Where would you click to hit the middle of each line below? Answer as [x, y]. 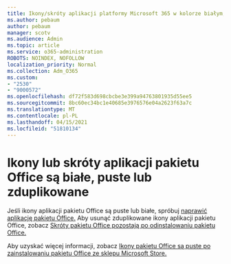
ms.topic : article [33, 45]
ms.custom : [23, 77]
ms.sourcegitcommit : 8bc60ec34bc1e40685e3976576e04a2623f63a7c [100, 103]
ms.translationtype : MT [41, 109]
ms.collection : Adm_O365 [43, 71]
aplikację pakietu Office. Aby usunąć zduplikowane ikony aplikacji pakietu [111, 218]
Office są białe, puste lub [80, 177]
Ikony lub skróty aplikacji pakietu [103, 163]
